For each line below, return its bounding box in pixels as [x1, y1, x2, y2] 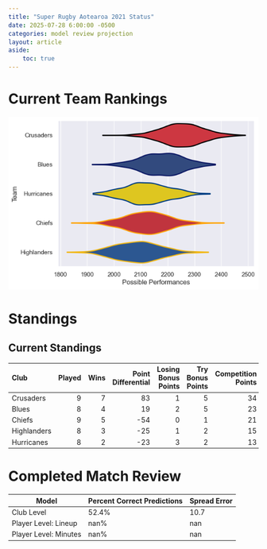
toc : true [22, 55, 56, 63]
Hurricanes [11, 437, 48, 447]
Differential [112, 377, 151, 387]
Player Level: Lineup [11, 519, 78, 528]
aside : [8, 46, 30, 55]
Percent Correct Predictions [87, 496, 183, 505]
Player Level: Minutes [11, 529, 82, 539]
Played [58, 373, 82, 383]
